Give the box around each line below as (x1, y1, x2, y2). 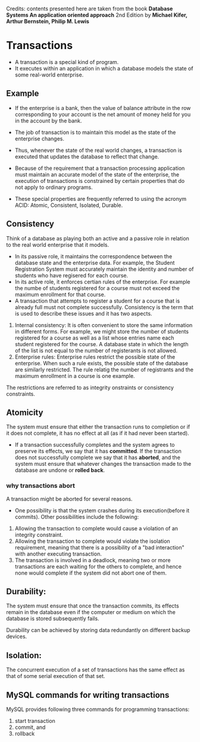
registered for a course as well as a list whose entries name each (14, 334, 174, 341)
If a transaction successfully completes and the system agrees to (14, 441, 175, 448)
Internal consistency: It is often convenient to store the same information (14, 321, 193, 328)
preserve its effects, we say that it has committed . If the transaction (14, 448, 182, 455)
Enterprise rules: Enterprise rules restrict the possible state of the (14, 353, 176, 361)
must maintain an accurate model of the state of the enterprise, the (14, 170, 180, 178)
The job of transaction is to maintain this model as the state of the (14, 129, 176, 136)
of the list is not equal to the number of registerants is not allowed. (14, 347, 178, 354)
